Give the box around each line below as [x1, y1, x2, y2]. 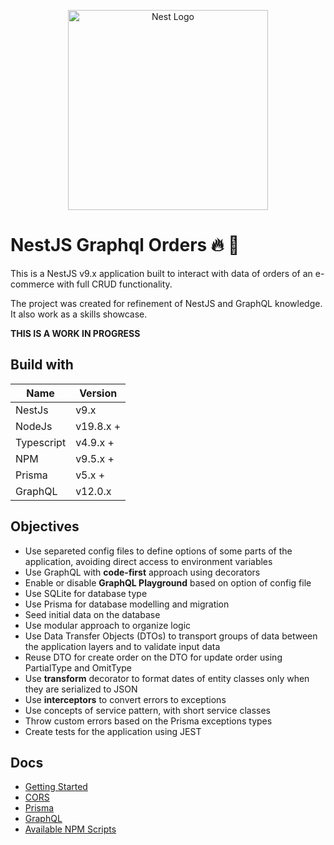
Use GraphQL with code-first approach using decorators [24, 566, 261, 578]
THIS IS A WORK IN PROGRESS [10, 327, 141, 339]
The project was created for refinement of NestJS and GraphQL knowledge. [10, 297, 323, 309]
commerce [10, 278, 55, 290]
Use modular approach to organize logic [24, 619, 192, 631]
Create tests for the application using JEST [24, 725, 202, 737]
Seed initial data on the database [24, 608, 161, 620]
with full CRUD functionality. [56, 278, 173, 290]
